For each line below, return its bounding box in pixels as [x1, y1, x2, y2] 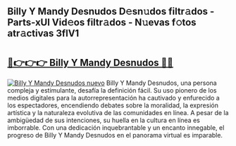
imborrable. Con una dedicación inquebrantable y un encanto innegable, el [7, 124, 225, 132]
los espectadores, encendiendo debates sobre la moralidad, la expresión [7, 101, 218, 109]
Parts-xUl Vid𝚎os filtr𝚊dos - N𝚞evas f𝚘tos [7, 17, 197, 29]
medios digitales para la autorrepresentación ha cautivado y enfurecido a [7, 94, 220, 102]
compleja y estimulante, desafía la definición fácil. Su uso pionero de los [7, 86, 217, 94]
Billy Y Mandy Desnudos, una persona [106, 79, 217, 87]
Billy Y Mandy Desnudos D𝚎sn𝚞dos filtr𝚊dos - [7, 6, 215, 18]
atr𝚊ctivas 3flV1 [7, 27, 80, 39]
